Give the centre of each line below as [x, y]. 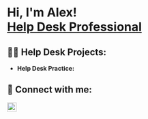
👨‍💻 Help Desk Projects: [57, 52]
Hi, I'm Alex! [42, 13]
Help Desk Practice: [46, 68]
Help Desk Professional [74, 27]
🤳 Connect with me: [49, 90]
